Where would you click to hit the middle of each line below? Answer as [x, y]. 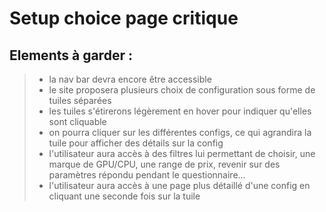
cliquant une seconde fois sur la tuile [124, 196]
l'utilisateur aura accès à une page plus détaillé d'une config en [179, 185]
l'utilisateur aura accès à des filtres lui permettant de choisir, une [182, 153]
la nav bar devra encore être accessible [130, 79]
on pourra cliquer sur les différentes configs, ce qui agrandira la [180, 132]
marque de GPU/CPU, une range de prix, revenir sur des [164, 164]
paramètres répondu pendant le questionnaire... [147, 175]
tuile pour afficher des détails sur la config [136, 143]
